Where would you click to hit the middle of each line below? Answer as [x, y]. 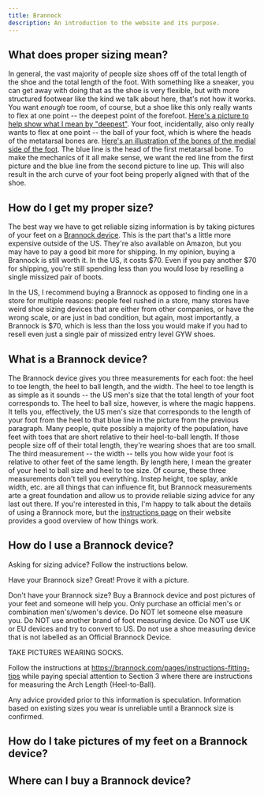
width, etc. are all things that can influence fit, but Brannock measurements [130, 487]
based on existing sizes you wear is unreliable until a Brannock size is [121, 708]
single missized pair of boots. [56, 277]
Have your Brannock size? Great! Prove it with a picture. [99, 579]
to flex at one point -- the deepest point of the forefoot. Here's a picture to [129, 116]
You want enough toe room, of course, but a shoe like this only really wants [130, 107]
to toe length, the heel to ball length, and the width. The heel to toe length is [131, 386]
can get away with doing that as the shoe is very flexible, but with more [124, 91]
